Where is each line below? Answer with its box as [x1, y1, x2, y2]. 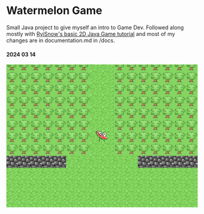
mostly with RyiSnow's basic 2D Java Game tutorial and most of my [6, 30, 175, 37]
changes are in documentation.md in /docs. [6, 36, 115, 44]
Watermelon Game [6, 4, 103, 18]
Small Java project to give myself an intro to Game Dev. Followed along [6, 24, 184, 31]
